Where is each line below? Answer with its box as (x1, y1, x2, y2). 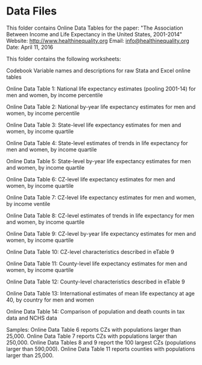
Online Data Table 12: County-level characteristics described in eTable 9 (6, 278, 185, 285)
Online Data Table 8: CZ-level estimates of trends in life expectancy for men (6, 212, 195, 219)
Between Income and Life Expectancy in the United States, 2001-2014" (6, 30, 183, 37)
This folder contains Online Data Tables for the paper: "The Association (6, 24, 184, 31)
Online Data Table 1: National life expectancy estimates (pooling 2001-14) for (6, 85, 196, 92)
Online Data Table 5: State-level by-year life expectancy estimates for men (6, 157, 191, 164)
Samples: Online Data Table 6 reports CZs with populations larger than (6, 326, 181, 333)
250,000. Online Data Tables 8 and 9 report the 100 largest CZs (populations (6, 338, 196, 346)
